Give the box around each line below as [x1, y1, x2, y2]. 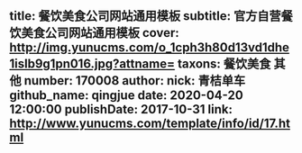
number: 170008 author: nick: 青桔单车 [23, 73, 246, 88]
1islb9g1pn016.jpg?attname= [9, 57, 176, 72]
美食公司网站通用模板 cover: [21, 25, 180, 40]
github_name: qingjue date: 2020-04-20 [9, 88, 243, 103]
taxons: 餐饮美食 [177, 57, 271, 72]
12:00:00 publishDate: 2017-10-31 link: [9, 102, 233, 117]
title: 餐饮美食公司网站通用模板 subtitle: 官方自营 [9, 8, 281, 24]
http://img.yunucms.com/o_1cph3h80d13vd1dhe [9, 40, 290, 56]
